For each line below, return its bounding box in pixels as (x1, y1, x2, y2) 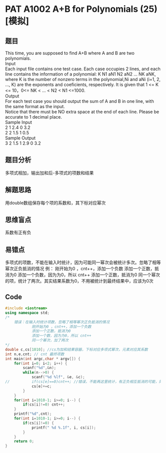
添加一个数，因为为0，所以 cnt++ (31, 333, 91, 338)
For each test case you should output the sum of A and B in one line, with (5, 98, 154, 104)
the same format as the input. (5, 104, 65, 109)
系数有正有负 (5, 230, 31, 236)
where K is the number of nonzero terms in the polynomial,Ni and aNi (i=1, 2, (5, 77, 161, 82)
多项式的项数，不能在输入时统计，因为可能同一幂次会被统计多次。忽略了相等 (5, 259, 161, 265)
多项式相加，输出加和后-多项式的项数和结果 (5, 169, 94, 176)
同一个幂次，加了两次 (31, 338, 69, 343)
